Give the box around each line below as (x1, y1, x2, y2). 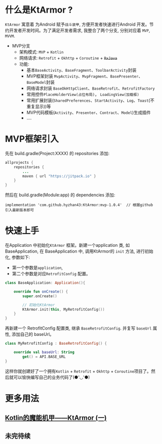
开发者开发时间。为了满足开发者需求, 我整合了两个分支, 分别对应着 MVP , (9, 27, 150, 33)
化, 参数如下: (5, 254, 30, 260)
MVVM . (5, 32, 15, 39)
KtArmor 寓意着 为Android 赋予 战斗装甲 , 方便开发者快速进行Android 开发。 (5, 21, 150, 27)
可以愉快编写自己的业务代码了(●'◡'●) (13, 374, 90, 380)
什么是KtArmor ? (5, 4, 73, 16)
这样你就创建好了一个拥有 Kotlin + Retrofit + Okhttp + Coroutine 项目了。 (5, 368, 151, 374)
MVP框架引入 (5, 134, 59, 144)
